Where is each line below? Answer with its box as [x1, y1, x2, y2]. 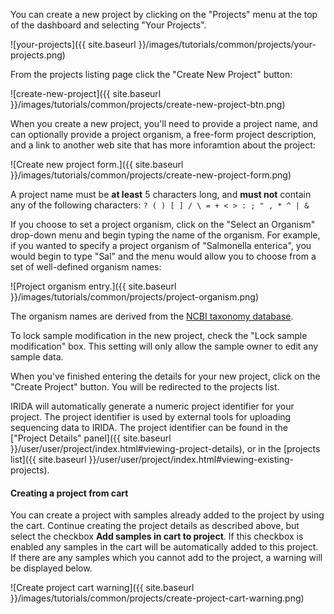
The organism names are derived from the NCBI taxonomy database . [10, 310, 294, 322]
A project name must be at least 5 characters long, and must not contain [10, 189, 312, 200]
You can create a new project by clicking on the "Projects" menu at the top [10, 9, 318, 20]
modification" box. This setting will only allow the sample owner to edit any [10, 340, 319, 352]
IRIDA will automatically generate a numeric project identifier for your [10, 400, 295, 412]
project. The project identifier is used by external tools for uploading [10, 411, 292, 423]
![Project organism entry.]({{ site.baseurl [10, 280, 177, 292]
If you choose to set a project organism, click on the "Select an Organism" [10, 219, 316, 230]
